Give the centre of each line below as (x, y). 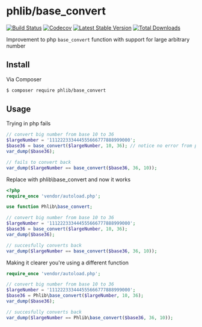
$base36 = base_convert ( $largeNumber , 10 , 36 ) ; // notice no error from (99, 146)
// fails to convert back (38, 162)
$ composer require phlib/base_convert (56, 90)
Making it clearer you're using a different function (68, 263)
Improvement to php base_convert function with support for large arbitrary (98, 39)
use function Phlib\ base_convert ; (50, 207)
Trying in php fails (29, 123)
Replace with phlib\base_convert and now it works (69, 179)
